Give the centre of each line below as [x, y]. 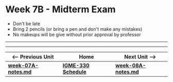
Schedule [74, 72]
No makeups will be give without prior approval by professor [77, 34]
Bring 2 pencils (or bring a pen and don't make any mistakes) [77, 29]
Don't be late [26, 24]
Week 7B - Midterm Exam [60, 9]
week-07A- [23, 65]
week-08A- [131, 65]
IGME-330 [76, 65]
